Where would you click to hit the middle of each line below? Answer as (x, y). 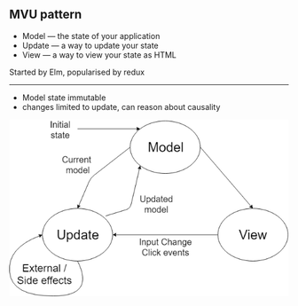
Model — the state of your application (91, 35)
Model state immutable (64, 98)
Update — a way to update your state (90, 45)
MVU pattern (46, 15)
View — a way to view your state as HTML (99, 55)
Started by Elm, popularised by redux (77, 72)
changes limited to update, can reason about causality (121, 106)
